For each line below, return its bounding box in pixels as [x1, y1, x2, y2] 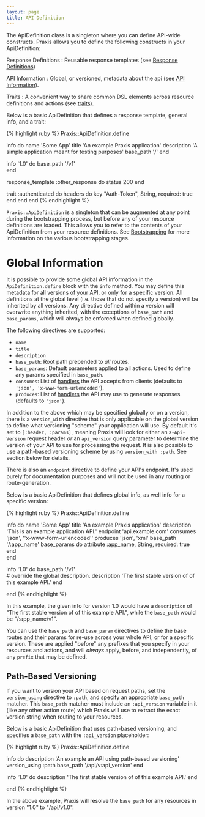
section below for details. [6, 454, 70, 462]
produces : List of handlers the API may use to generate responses [15, 391, 181, 398]
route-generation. [6, 479, 51, 487]
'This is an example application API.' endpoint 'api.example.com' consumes [6, 528, 196, 535]
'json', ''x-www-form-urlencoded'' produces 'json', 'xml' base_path [6, 534, 176, 542]
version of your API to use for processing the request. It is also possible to [6, 442, 193, 449]
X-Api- [168, 429, 185, 436]
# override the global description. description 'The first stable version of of [6, 572, 195, 580]
